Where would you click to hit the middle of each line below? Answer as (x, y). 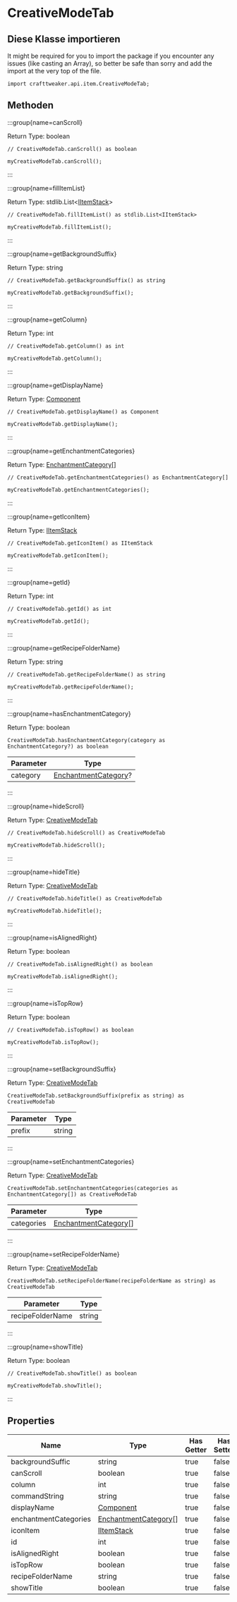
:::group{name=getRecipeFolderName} (64, 648)
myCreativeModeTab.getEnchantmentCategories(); (79, 490)
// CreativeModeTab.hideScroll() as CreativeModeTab (86, 833)
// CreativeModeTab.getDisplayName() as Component (83, 412)
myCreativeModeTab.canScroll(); (55, 161)
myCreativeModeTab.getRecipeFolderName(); (71, 687)
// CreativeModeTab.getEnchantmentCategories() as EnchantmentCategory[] (118, 478)
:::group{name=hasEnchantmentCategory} (69, 713)
